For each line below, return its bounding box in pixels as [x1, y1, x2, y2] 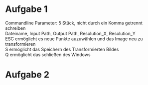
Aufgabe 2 [5, 69, 50, 81]
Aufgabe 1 [5, 3, 48, 15]
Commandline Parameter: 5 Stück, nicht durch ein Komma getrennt [5, 20, 143, 26]
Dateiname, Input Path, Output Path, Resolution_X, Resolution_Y [5, 30, 136, 36]
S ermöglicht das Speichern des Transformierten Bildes [5, 46, 119, 52]
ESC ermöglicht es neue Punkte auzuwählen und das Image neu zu [5, 36, 143, 42]
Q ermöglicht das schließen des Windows [5, 51, 91, 58]
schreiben [5, 25, 26, 31]
